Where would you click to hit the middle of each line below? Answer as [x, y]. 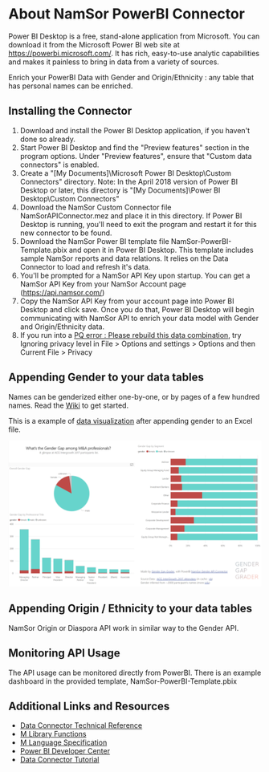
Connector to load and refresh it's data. [85, 266]
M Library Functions [53, 734]
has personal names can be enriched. [71, 86]
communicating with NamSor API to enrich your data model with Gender [139, 318]
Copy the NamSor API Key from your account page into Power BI [127, 301]
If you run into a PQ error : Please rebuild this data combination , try [130, 335]
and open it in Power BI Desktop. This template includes [161, 250]
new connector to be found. [66, 233]
